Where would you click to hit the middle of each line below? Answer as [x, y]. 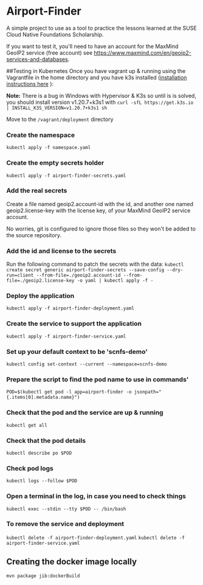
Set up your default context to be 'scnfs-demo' [77, 351]
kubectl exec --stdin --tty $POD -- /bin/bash [66, 509]
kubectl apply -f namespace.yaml [49, 148]
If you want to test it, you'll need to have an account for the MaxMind [92, 46]
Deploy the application [40, 296]
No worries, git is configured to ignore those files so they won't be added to [101, 229]
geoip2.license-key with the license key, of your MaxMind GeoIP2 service [98, 210]
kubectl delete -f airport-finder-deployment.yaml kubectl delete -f [96, 538]
